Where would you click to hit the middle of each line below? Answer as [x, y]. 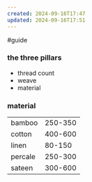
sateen [22, 168]
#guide [17, 40]
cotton [22, 134]
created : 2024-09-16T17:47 [46, 14]
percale [23, 157]
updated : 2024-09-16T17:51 [46, 20]
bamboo [24, 123]
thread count [36, 73]
